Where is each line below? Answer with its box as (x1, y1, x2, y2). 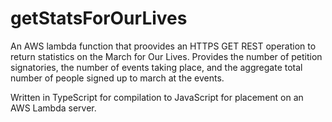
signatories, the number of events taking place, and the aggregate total (10, 61, 303, 73)
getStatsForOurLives (10, 7, 188, 30)
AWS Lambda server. (10, 102, 97, 114)
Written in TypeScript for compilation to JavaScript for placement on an (10, 91, 304, 103)
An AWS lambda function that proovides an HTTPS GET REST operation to (10, 40, 317, 52)
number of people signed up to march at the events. (10, 72, 225, 84)
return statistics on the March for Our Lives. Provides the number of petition (10, 50, 323, 62)
